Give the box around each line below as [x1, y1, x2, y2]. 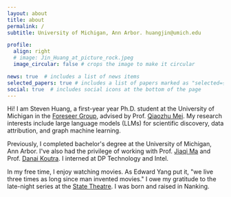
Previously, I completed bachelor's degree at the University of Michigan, [7, 140, 212, 148]
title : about [7, 16, 45, 23]
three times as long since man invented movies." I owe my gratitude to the [7, 175, 217, 183]
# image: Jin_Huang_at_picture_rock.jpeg [13, 54, 134, 62]
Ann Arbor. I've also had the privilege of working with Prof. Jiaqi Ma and [7, 147, 211, 155]
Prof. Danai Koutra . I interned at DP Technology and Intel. [7, 154, 169, 163]
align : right [13, 48, 51, 55]
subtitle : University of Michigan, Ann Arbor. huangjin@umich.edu [7, 29, 201, 36]
